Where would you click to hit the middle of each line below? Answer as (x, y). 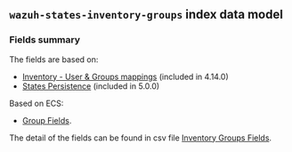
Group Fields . (47, 120)
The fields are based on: (54, 59)
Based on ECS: (36, 103)
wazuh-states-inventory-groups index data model (146, 15)
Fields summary (45, 40)
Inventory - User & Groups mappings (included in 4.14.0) (125, 76)
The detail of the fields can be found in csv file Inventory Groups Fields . (141, 138)
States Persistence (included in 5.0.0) (91, 86)
